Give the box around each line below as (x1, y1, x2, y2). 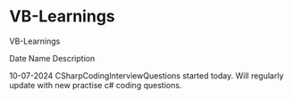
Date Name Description (9, 53, 96, 63)
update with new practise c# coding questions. (9, 79, 182, 90)
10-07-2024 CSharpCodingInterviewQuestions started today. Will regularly (9, 70, 284, 81)
